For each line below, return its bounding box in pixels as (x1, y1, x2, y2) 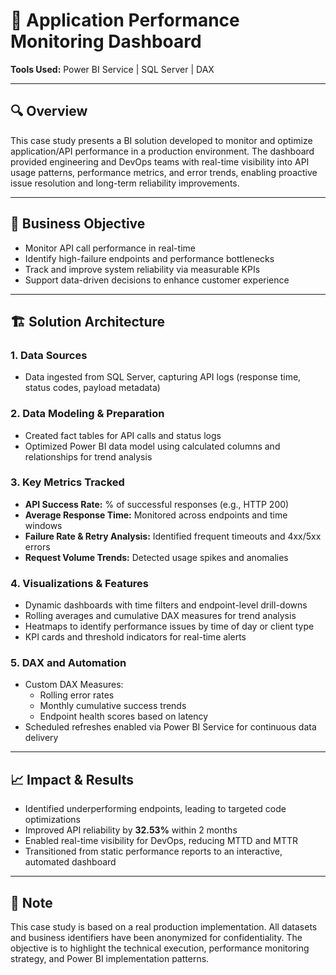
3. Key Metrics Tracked (10, 475, 125, 489)
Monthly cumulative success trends (39, 700, 187, 712)
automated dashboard (24, 856, 117, 868)
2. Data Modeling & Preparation (10, 407, 165, 421)
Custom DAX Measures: (24, 679, 124, 691)
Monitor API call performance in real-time (24, 242, 196, 254)
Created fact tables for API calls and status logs (24, 429, 222, 441)
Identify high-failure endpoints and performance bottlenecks (24, 252, 275, 264)
